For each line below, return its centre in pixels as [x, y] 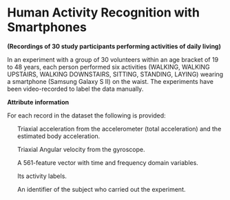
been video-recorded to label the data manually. [75, 89]
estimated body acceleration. [59, 136]
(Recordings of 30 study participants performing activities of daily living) [114, 46]
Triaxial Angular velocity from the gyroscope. [81, 149]
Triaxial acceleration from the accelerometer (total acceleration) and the [119, 129]
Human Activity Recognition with [103, 13]
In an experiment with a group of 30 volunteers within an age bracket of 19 [113, 59]
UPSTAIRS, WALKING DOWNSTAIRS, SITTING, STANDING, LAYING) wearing [115, 74]
